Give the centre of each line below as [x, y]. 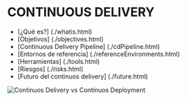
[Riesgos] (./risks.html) [50, 69]
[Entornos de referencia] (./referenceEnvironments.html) [99, 54]
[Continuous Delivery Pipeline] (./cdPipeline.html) [89, 46]
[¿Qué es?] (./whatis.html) [55, 32]
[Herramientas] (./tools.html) [58, 61]
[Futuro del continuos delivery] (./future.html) [83, 76]
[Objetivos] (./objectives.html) [60, 39]
